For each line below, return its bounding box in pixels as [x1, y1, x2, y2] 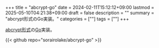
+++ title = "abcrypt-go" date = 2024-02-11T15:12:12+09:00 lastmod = [5, 5, 155, 10]
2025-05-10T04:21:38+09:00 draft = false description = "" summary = [5, 10, 154, 16]
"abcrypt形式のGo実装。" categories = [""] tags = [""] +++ [5, 16, 129, 22]
